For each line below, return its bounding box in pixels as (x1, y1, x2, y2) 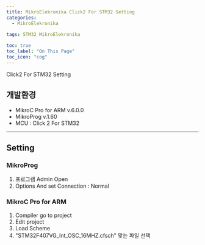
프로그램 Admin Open (15, 176, 68, 183)
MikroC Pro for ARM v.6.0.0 (15, 106, 84, 113)
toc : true (6, 43, 32, 49)
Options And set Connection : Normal (15, 182, 110, 190)
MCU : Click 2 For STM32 (15, 119, 80, 127)
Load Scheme (15, 224, 51, 232)
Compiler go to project (15, 211, 72, 219)
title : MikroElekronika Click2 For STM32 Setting (6, 9, 135, 15)
